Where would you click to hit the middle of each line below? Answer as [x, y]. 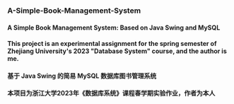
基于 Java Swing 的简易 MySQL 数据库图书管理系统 [82, 76]
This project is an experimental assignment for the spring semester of [112, 44]
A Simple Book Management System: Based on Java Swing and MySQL [114, 28]
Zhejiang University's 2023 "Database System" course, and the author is [117, 51]
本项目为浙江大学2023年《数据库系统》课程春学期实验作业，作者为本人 [111, 93]
